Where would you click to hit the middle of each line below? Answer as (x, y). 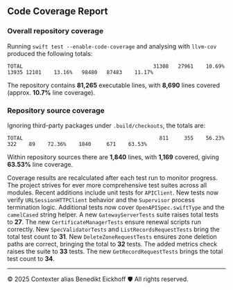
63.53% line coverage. (40, 164)
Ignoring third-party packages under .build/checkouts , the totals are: (106, 125)
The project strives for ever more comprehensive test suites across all (107, 185)
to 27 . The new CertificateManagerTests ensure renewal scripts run (104, 221)
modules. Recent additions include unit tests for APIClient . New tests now (113, 192)
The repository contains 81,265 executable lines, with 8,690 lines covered (114, 85)
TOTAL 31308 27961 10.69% (116, 66)
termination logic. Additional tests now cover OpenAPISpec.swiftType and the (116, 207)
